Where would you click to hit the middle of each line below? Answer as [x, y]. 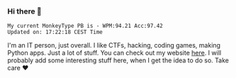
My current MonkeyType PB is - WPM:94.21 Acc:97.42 [85, 26]
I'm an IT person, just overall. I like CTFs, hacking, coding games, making [114, 45]
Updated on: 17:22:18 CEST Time [55, 32]
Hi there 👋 [25, 11]
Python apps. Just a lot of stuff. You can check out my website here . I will [114, 53]
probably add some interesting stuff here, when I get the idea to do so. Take [118, 60]
